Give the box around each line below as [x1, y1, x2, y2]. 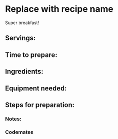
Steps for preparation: [5, 101, 75, 109]
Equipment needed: [5, 84, 67, 92]
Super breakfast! [5, 20, 39, 26]
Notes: [5, 115, 22, 122]
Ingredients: [5, 67, 43, 76]
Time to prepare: [5, 51, 58, 59]
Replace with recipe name [5, 3, 114, 15]
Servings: [5, 34, 36, 42]
